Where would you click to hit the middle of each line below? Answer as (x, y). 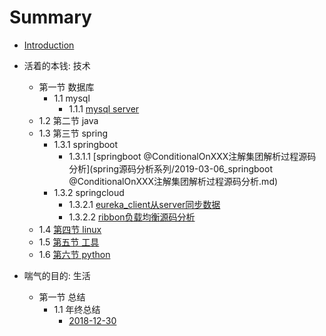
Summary (50, 17)
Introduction (49, 45)
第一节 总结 (62, 297)
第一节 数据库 (66, 87)
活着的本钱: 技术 (57, 65)
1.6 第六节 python (74, 254)
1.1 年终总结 (77, 309)
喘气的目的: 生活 (57, 275)
